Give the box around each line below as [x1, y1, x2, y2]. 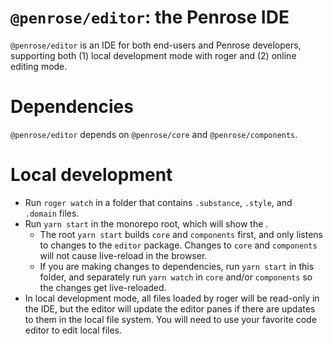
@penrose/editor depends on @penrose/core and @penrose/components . [10, 128, 298, 140]
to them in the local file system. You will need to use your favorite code [24, 313, 317, 325]
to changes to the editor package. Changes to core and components [39, 239, 318, 251]
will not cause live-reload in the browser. [39, 249, 208, 261]
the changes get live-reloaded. [39, 281, 167, 293]
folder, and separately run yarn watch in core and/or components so [39, 271, 313, 283]
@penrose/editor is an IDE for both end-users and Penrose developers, [10, 39, 302, 51]
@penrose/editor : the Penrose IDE [10, 6, 290, 29]
